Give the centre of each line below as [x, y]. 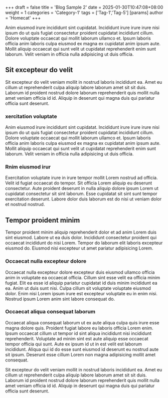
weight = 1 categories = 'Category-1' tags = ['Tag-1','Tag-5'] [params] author [84, 13]
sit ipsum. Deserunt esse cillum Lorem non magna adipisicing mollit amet [80, 354]
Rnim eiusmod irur [28, 167]
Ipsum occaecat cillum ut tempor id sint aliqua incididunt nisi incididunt [78, 333]
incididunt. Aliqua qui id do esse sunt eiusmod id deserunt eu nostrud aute [82, 349]
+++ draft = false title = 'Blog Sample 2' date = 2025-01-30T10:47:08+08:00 [84, 7]
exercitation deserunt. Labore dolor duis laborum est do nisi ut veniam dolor [83, 199]
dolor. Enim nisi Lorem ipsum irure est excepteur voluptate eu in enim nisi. [81, 293]
